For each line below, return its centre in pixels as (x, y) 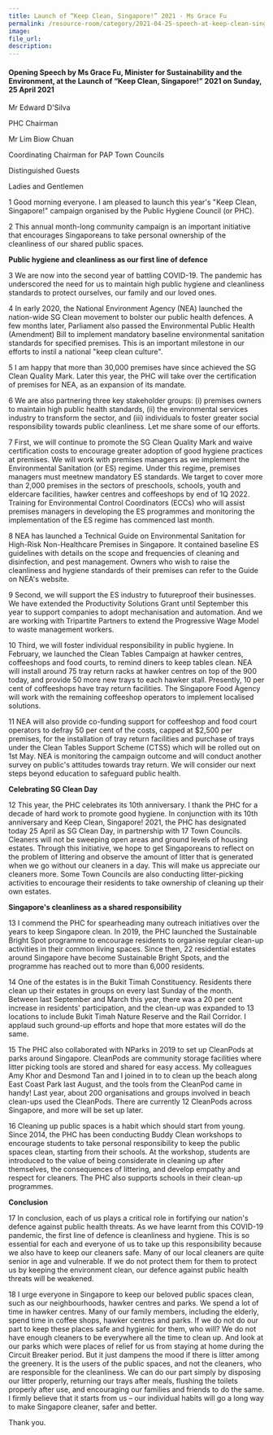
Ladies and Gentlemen (46, 186)
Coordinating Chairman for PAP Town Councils (87, 155)
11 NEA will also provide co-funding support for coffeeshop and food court (133, 722)
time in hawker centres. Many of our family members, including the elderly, (134, 1312)
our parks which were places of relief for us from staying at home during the (136, 1346)
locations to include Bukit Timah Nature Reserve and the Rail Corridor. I (127, 1017)
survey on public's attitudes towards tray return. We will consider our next (132, 765)
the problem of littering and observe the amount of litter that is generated (131, 857)
